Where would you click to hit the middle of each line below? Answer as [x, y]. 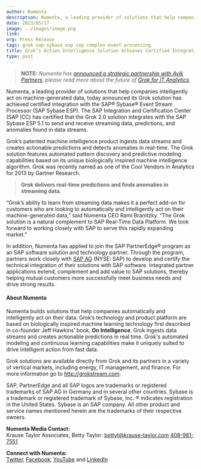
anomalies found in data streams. [47, 129]
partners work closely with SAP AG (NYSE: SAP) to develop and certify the [98, 259]
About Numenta [26, 298]
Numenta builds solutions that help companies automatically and [86, 311]
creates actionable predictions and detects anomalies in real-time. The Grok [100, 147]
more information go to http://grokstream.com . [64, 373]
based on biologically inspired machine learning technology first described [98, 323]
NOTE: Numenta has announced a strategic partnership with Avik [102, 73]
